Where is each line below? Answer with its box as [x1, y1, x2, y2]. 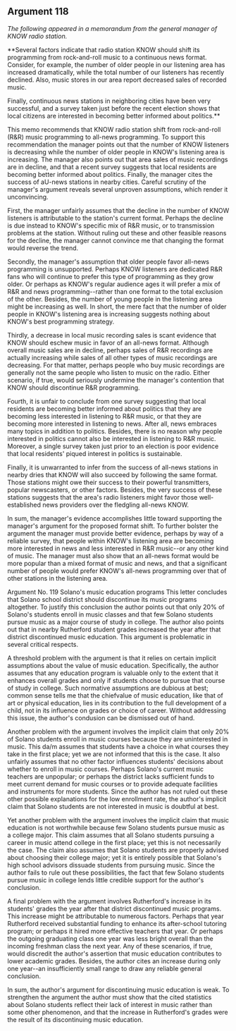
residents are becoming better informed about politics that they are [7, 405, 202, 413]
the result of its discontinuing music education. [7, 1015, 144, 1024]
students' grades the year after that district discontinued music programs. [7, 904, 222, 913]
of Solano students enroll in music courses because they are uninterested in [7, 734, 228, 743]
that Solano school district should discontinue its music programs [7, 595, 197, 603]
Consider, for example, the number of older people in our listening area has [7, 60, 225, 69]
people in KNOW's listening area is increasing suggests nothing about [7, 309, 210, 318]
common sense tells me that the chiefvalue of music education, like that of [7, 691, 223, 700]
